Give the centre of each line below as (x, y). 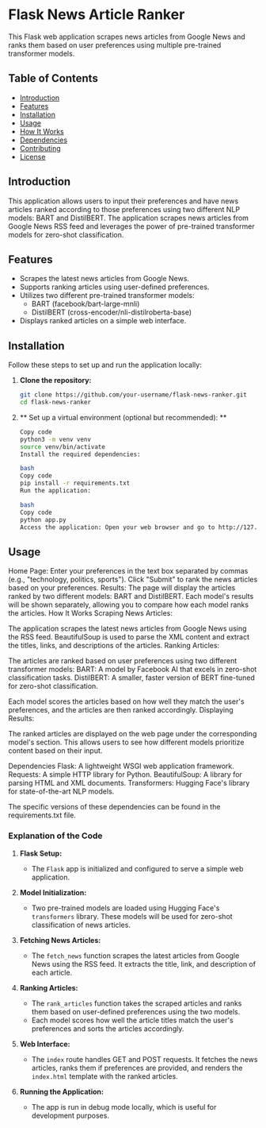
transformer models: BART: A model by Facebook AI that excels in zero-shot (133, 670)
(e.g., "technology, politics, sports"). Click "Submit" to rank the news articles (133, 579)
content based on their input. (55, 751)
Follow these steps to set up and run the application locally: (105, 365)
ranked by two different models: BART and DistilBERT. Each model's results (131, 597)
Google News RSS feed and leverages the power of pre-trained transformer (131, 226)
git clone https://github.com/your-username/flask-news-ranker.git (133, 395)
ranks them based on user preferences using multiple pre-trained (115, 44)
